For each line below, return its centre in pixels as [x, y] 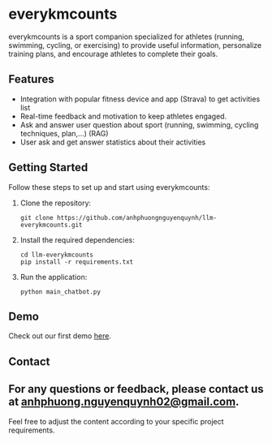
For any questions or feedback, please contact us [136, 389]
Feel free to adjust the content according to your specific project [117, 421]
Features [31, 79]
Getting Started [48, 168]
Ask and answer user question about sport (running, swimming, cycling [139, 125]
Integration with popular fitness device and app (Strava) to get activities [140, 99]
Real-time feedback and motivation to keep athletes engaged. [123, 116]
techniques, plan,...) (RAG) [64, 133]
